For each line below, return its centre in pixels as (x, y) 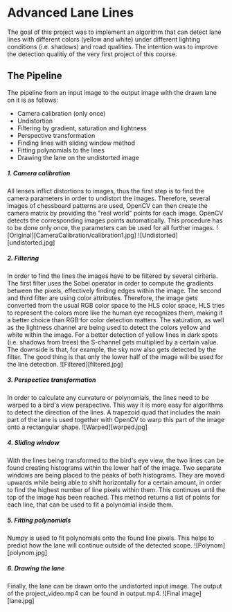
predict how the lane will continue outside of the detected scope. (100, 545)
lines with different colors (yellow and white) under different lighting (104, 39)
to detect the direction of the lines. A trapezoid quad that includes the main (114, 412)
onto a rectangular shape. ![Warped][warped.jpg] (77, 427)
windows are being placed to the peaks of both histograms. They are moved (116, 475)
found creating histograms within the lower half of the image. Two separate (114, 467)
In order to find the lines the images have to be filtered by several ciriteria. (113, 276)
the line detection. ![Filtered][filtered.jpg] (65, 364)
